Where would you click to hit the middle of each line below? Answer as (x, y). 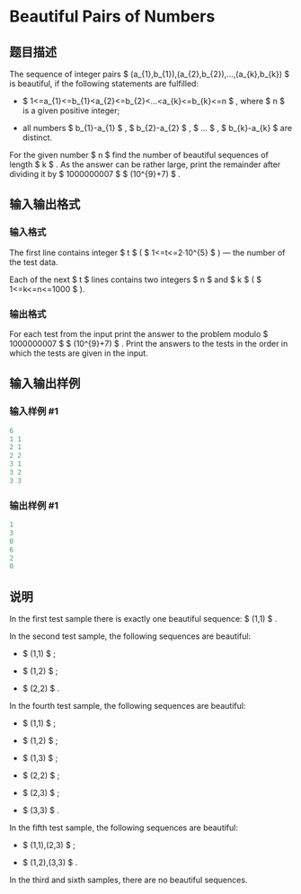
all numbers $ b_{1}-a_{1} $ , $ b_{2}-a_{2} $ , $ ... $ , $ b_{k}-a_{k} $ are (157, 128)
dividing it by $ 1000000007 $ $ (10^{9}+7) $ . (95, 174)
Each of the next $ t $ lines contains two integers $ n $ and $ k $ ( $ (136, 279)
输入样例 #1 (34, 412)
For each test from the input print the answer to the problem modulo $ (139, 333)
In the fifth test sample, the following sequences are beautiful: (124, 828)
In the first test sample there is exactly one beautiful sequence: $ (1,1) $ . (143, 619)
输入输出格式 (45, 204)
